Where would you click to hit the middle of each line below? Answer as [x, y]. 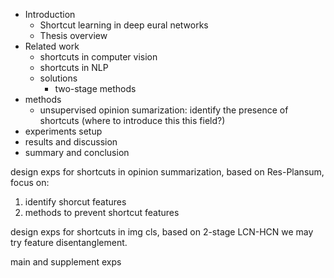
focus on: [30, 182]
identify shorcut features [75, 202]
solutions [58, 78]
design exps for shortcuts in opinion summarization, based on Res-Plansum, [167, 172]
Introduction [50, 14]
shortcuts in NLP [74, 67]
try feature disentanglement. [69, 242]
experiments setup [63, 131]
